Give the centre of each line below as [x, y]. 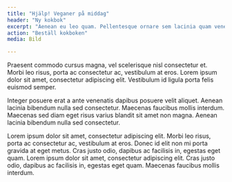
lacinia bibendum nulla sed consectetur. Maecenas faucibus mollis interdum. [116, 108]
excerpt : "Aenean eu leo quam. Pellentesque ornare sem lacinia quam [109, 26]
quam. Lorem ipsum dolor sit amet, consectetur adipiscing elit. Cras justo [111, 158]
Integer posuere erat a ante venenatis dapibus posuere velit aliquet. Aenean [115, 100]
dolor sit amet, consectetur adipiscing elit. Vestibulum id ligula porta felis [110, 80]
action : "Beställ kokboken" [48, 33]
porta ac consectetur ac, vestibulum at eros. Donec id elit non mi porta [108, 143]
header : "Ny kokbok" [37, 20]
